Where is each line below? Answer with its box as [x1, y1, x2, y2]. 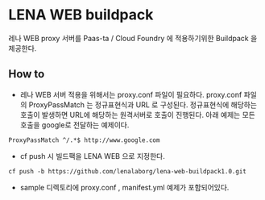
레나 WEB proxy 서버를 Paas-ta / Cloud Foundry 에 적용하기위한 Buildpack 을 [8, 33, 258, 43]
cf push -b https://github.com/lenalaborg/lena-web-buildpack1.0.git [8, 167, 247, 175]
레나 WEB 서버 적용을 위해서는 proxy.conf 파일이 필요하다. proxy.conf [19, 90, 242, 99]
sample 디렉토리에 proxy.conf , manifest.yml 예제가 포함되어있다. [19, 182, 230, 192]
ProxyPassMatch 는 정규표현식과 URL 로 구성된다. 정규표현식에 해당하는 [28, 99, 258, 110]
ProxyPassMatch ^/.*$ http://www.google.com [8, 135, 160, 144]
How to [8, 67, 45, 81]
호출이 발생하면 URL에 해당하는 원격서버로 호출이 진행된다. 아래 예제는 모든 [19, 110, 255, 119]
